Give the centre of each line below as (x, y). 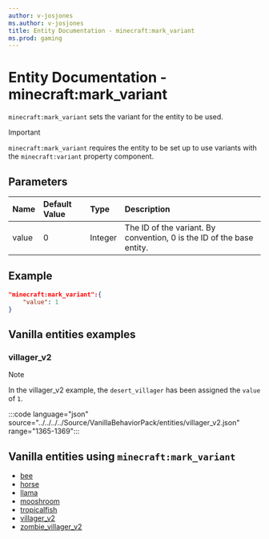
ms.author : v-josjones (46, 23)
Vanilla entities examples (72, 334)
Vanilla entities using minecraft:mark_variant (122, 456)
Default (57, 204)
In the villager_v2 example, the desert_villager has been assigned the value (134, 390)
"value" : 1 (41, 302)
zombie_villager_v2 (51, 526)
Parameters (38, 181)
